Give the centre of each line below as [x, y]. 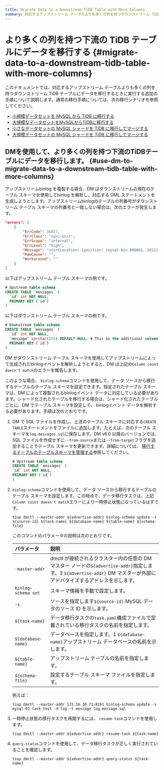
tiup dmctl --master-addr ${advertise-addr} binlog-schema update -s [84, 517]
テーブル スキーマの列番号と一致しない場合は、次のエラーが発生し [86, 207]
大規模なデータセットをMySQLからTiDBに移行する [63, 123]
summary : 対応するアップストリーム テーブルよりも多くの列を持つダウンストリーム [77, 14]
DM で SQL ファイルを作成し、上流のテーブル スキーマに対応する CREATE [84, 422]
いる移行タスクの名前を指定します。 [111, 625]
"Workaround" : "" [40, 259]
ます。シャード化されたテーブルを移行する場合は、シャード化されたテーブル [82, 399]
